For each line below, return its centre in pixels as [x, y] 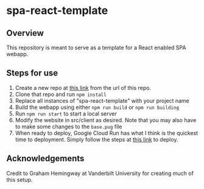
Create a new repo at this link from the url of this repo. [83, 88]
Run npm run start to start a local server [66, 114]
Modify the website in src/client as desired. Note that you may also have [106, 120]
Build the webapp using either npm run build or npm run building [97, 107]
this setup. [19, 179]
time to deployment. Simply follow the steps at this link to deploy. [97, 139]
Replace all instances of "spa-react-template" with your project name [102, 100]
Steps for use [32, 73]
